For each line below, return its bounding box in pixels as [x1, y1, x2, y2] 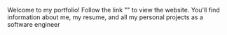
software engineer [7, 21, 61, 28]
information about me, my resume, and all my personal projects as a [7, 13, 203, 21]
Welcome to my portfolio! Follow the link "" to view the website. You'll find [7, 6, 221, 14]
